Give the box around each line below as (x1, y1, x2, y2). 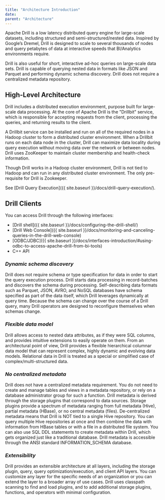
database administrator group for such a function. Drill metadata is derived (5, 392, 157, 398)
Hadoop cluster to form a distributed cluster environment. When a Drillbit (5, 134, 153, 140)
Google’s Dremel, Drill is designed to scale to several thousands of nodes (5, 41, 154, 46)
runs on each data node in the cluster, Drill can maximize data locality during (5, 139, 161, 146)
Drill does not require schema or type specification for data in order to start (5, 272, 158, 278)
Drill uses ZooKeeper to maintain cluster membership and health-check (5, 150, 150, 156)
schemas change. (5, 308, 41, 314)
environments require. (5, 51, 50, 57)
